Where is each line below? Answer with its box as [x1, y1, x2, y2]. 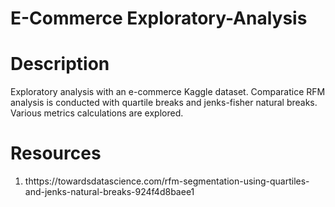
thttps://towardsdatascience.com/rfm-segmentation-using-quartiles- [24, 175, 310, 187]
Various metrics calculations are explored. [10, 107, 184, 119]
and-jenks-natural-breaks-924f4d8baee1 [24, 186, 195, 198]
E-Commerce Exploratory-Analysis [10, 7, 308, 30]
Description [10, 53, 110, 76]
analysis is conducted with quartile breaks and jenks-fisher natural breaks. [10, 97, 318, 109]
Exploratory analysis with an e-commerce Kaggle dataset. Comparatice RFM [10, 86, 326, 98]
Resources [10, 142, 102, 165]
